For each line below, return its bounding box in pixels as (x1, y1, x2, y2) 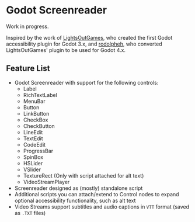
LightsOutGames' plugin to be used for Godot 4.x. (6, 46, 126, 53)
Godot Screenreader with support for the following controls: (14, 79, 159, 86)
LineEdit (23, 129, 43, 136)
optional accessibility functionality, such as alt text (14, 197, 136, 204)
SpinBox (23, 153, 44, 161)
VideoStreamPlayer (23, 178, 70, 185)
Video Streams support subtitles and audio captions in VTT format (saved (14, 203, 190, 210)
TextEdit (23, 135, 43, 142)
